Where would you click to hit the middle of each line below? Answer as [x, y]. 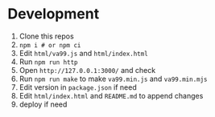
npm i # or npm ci [50, 45]
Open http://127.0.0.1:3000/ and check [87, 70]
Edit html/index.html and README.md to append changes [111, 95]
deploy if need [43, 104]
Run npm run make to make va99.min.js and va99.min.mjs [113, 79]
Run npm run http [48, 62]
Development [54, 14]
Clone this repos [46, 36]
